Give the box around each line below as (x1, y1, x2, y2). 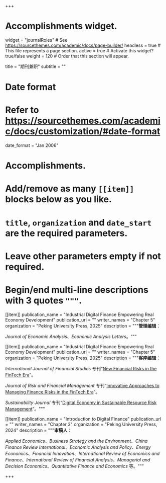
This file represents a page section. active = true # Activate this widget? (5, 47, 154, 53)
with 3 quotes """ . (5, 295, 82, 306)
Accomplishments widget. (5, 21, 117, 32)
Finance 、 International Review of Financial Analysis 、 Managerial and (5, 456, 150, 463)
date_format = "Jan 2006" (5, 142, 59, 148)
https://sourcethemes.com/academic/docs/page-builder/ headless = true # (5, 42, 161, 48)
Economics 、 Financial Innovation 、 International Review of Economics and (5, 450, 160, 456)
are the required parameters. (5, 227, 128, 239)
